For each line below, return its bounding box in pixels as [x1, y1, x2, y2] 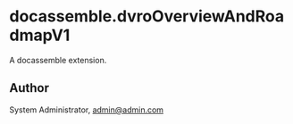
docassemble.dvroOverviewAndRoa [9, 6, 284, 27]
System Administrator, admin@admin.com [9, 104, 163, 115]
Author [9, 80, 49, 95]
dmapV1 [9, 25, 71, 45]
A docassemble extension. [9, 54, 107, 65]
